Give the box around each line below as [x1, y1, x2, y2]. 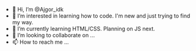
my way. [12, 19, 34, 25]
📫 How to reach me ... [12, 38, 69, 46]
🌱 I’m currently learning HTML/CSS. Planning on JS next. [12, 25, 156, 32]
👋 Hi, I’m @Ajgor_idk [12, 6, 64, 13]
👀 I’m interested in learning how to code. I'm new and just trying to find [12, 12, 191, 19]
